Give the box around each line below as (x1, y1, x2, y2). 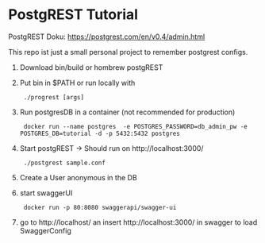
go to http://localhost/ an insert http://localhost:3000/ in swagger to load (19, 217, 258, 227)
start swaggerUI (19, 188, 73, 198)
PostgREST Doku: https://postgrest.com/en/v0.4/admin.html (8, 32, 205, 41)
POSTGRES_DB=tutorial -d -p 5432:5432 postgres (19, 129, 180, 137)
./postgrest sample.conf (23, 159, 106, 167)
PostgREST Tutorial (8, 6, 139, 24)
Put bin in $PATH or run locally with (19, 78, 136, 87)
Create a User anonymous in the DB (19, 172, 137, 182)
